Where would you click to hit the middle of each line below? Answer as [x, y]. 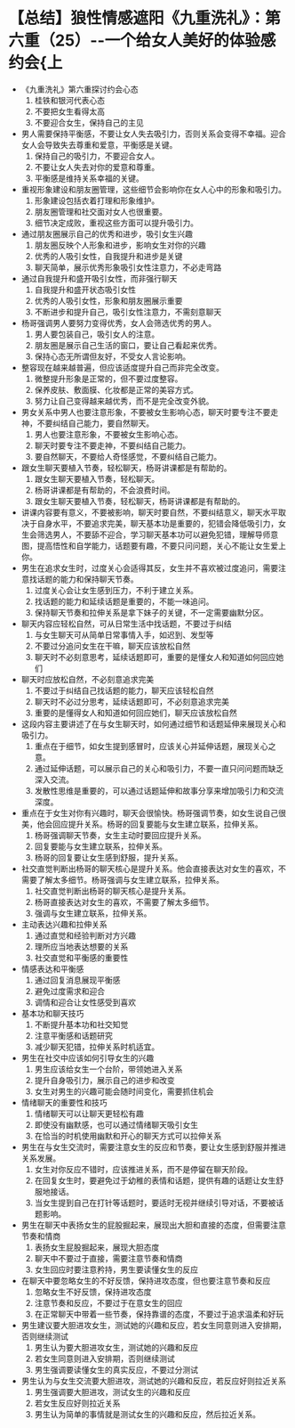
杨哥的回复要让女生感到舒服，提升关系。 [108, 857]
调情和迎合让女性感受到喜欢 [85, 1002]
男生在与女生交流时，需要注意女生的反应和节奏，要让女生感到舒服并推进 [153, 1146]
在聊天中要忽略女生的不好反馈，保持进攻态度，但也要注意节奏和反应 [146, 1280]
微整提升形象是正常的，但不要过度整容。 [108, 379]
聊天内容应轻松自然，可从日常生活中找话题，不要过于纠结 [126, 624]
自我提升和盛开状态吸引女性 [85, 290]
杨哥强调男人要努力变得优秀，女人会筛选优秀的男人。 [119, 322]
